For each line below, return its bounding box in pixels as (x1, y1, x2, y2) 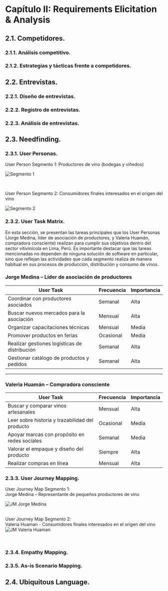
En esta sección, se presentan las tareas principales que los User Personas (5, 229, 160, 235)
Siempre (98, 448, 118, 455)
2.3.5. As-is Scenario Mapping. (5, 562, 82, 569)
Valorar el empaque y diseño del (7, 445, 83, 452)
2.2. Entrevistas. (5, 77, 58, 86)
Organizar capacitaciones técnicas (7, 323, 89, 330)
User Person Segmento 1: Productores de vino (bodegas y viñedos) (5, 161, 144, 167)
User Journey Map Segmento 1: (5, 486, 70, 492)
